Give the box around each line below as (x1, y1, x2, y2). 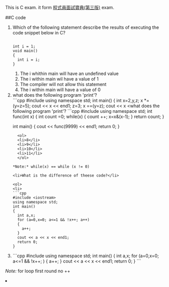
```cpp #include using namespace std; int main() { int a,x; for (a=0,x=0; (12, 253, 159, 259)
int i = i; (17, 57, 40, 62)
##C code (5, 15, 26, 20)
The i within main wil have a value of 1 (20, 76, 99, 82)
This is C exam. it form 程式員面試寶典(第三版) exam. (5, 5, 115, 10)
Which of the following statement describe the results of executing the (12, 24, 159, 30)
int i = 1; (12, 44, 36, 49)
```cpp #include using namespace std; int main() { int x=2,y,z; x (12, 98, 143, 103)
